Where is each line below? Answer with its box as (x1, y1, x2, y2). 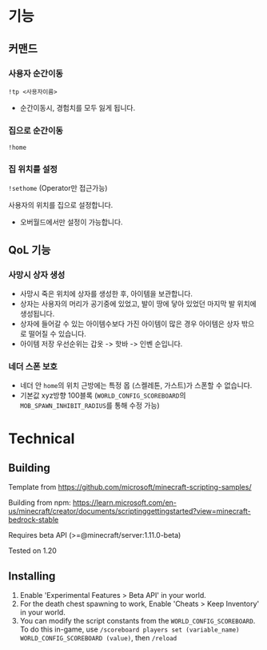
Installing (8, 569, 56, 583)
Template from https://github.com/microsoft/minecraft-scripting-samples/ (8, 482, 252, 492)
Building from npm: (8, 498, 71, 507)
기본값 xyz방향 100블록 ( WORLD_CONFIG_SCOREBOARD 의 (19, 390, 186, 401)
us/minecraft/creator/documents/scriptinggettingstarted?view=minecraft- (8, 507, 251, 516)
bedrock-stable (8, 515, 59, 525)
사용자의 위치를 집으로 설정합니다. (8, 200, 114, 210)
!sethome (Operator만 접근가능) (8, 184, 108, 193)
